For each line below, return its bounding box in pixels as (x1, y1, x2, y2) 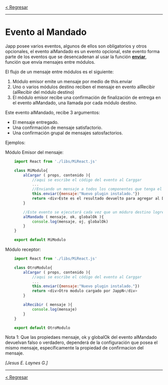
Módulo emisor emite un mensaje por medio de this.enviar (12, 78, 132, 84)
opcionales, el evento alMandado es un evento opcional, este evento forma (5, 48, 160, 54)
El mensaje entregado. (12, 119, 59, 125)
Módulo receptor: (5, 247, 41, 253)
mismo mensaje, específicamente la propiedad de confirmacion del (5, 345, 144, 351)
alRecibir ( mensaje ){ (23, 302, 72, 307)
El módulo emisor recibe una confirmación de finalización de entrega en (12, 94, 161, 100)
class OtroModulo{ (14, 265, 52, 270)
